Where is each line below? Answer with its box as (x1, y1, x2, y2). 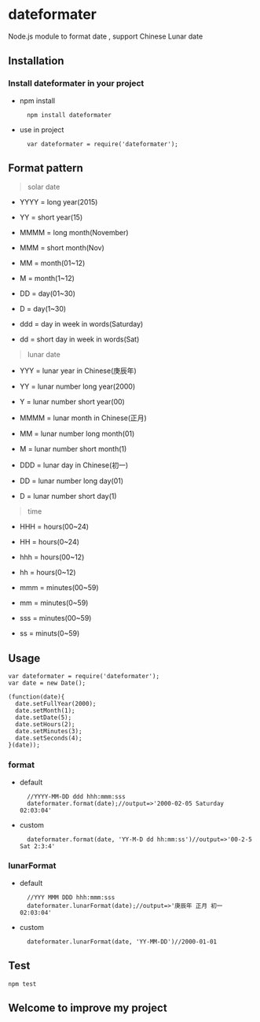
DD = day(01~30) (19, 289, 76, 298)
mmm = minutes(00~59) (19, 583, 100, 592)
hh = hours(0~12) (19, 568, 76, 577)
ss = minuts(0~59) (19, 629, 80, 638)
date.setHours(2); (15, 721, 76, 729)
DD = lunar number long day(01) (19, 476, 124, 485)
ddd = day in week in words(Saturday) (19, 319, 144, 329)
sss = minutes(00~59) (19, 614, 92, 623)
